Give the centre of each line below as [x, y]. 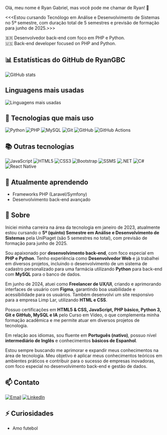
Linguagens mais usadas [45, 90]
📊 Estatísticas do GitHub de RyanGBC [65, 60]
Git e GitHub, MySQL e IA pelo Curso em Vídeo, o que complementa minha [82, 315]
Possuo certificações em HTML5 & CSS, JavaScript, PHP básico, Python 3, [83, 309]
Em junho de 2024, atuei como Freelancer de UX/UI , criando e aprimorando [83, 284]
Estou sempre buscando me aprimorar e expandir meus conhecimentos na [82, 350]
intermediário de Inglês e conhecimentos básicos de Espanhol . [71, 340]
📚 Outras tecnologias [40, 146]
